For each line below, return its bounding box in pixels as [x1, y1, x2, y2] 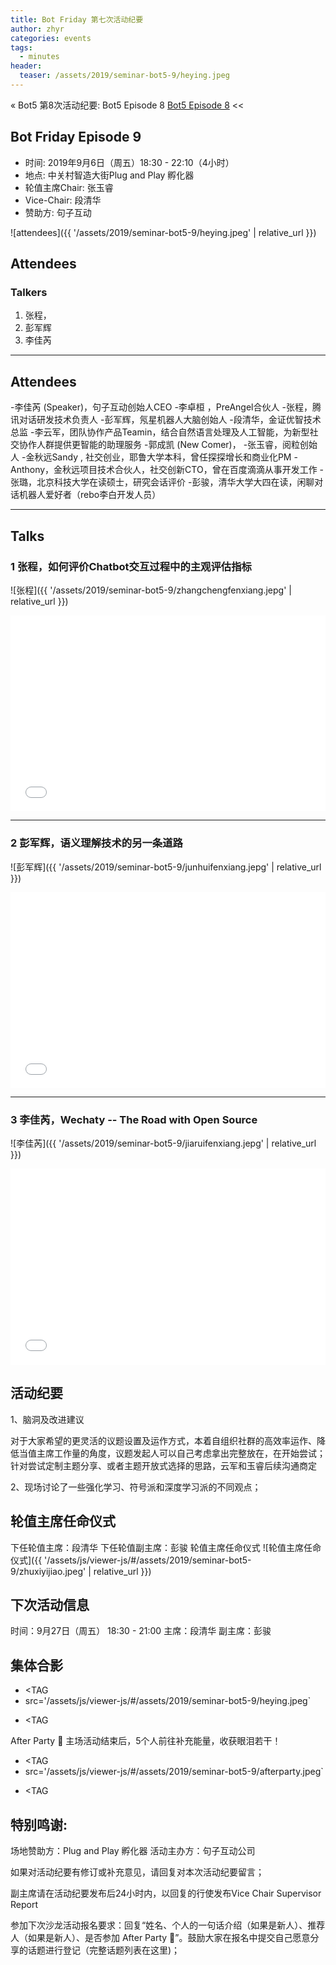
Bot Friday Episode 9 [10, 129, 142, 146]
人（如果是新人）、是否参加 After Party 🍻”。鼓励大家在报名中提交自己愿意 [10, 1932, 311, 1944]
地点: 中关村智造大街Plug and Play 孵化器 [24, 169, 195, 181]
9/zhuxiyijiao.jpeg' [10, 1565, 87, 1577]
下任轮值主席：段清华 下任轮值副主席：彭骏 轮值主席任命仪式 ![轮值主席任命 [10, 1541, 322, 1553]
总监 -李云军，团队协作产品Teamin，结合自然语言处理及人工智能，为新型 [10, 426, 310, 438]
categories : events [10, 33, 92, 43]
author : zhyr [10, 24, 65, 34]
